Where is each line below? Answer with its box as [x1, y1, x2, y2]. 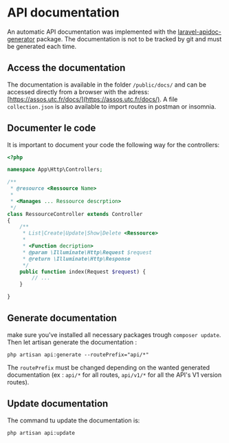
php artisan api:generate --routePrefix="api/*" [7, 351, 149, 358]
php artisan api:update [7, 429, 76, 436]
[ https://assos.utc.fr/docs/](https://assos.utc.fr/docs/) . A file [7, 95, 178, 103]
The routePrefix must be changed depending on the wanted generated [7, 363, 210, 371]
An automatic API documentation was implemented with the [7, 28, 177, 36]
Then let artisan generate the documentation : [7, 338, 138, 346]
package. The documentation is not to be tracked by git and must [36, 34, 222, 43]
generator [7, 34, 36, 43]
